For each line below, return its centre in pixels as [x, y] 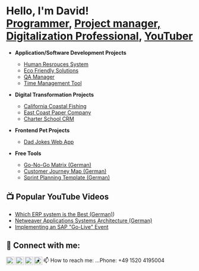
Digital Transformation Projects [54, 94]
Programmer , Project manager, [84, 23]
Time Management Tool [53, 83]
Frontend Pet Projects [42, 130]
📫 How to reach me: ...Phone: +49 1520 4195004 [104, 260]
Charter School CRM [49, 119]
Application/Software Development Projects [70, 52]
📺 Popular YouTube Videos [57, 197]
